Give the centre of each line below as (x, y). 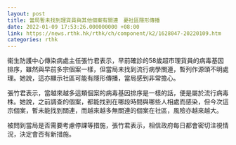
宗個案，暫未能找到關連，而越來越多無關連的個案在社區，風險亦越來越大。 (115, 111)
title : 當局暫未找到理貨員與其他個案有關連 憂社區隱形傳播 (84, 20)
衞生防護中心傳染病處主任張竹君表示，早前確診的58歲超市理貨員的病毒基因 (116, 61)
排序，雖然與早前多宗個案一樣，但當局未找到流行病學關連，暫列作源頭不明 (115, 69)
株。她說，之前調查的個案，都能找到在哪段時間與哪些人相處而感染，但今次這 (118, 102)
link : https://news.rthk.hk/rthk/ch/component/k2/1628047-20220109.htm (114, 33)
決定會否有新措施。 (47, 134)
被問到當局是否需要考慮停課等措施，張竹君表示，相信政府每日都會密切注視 (115, 125)
